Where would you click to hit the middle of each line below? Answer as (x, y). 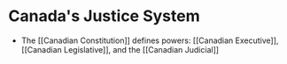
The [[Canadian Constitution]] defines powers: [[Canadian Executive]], (150, 40)
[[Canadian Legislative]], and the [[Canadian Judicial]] (120, 49)
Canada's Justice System (104, 16)
